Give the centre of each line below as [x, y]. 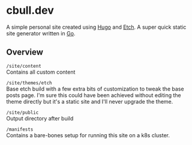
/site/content [24, 66]
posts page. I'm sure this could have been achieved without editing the [94, 95]
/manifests [20, 129]
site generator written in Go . [41, 33]
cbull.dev [30, 10]
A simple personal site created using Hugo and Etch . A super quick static [96, 27]
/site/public [22, 112]
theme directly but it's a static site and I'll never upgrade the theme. [90, 101]
